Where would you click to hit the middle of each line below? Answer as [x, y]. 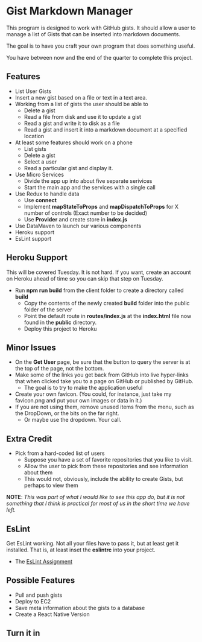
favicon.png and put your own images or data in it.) [78, 401]
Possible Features [41, 580]
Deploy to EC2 [33, 601]
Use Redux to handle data [47, 194]
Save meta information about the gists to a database [80, 608]
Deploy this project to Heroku [61, 329]
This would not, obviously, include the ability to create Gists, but [103, 479]
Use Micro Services [39, 174]
